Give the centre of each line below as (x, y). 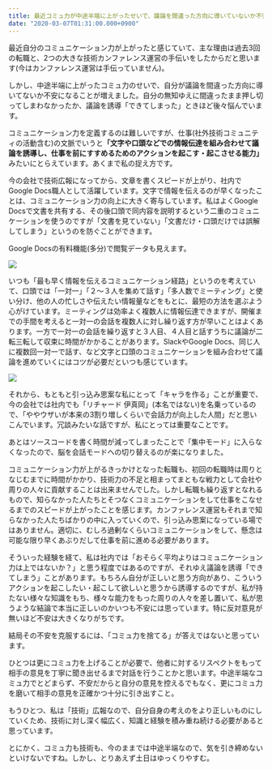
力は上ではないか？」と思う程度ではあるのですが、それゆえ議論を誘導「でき (136, 567)
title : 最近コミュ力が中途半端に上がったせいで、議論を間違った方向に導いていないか (132, 16)
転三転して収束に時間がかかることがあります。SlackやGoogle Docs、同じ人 (134, 341)
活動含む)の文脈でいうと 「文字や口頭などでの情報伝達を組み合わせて (137, 143)
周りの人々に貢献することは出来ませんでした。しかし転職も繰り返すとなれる (136, 489)
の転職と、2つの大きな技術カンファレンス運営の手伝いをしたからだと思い (131, 58)
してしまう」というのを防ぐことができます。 (83, 231)
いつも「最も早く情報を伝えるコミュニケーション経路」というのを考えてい (132, 280)
